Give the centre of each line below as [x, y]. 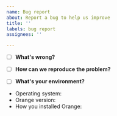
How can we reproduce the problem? [63, 69]
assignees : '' [24, 35]
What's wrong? [35, 57]
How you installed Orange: [48, 106]
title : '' [19, 23]
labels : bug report [31, 29]
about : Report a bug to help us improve [58, 18]
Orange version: [35, 100]
